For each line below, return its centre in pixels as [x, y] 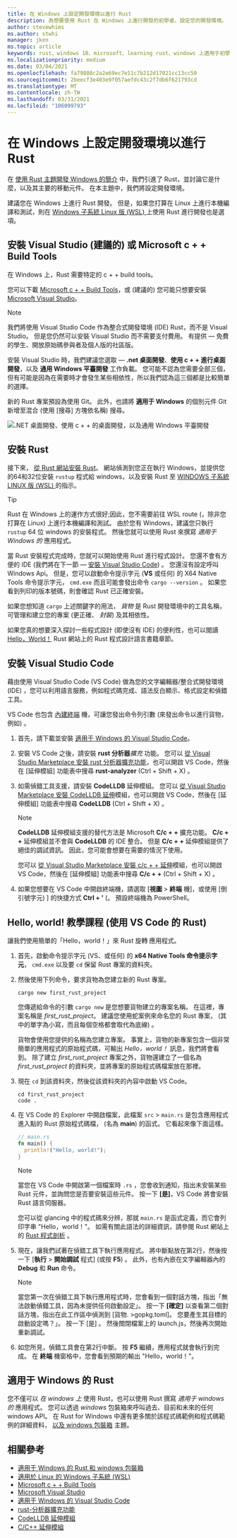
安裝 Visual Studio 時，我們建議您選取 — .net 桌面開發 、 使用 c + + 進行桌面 [116, 360]
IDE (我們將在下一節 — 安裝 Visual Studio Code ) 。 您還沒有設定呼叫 [120, 565]
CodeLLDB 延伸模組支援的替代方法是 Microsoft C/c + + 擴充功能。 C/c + [123, 832]
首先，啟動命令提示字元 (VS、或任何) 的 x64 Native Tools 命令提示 [114, 956]
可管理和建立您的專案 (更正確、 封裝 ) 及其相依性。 [80, 615]
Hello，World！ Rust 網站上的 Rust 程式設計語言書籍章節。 [92, 639]
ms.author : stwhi [33, 34]
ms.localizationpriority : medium [56, 60]
